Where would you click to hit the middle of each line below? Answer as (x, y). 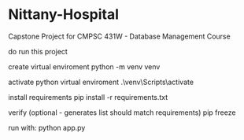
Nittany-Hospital (64, 15)
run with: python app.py (47, 127)
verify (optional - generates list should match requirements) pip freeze (122, 112)
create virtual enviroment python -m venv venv (84, 66)
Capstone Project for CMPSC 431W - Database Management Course (119, 36)
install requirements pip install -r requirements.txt (88, 97)
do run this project (38, 51)
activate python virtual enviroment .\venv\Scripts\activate (101, 82)
